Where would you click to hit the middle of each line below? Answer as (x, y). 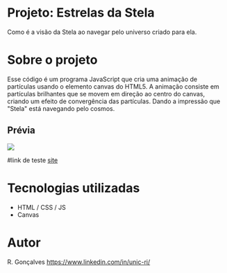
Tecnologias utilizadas (74, 188)
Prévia (22, 131)
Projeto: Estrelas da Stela (81, 13)
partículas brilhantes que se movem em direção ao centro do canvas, (106, 94)
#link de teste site (33, 160)
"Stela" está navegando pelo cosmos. (61, 108)
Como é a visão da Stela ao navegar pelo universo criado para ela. (102, 32)
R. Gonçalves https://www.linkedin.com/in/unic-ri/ (79, 262)
